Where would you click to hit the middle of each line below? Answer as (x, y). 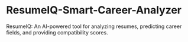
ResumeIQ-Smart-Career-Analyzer (94, 10)
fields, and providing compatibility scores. (57, 32)
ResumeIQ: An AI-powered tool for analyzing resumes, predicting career (94, 26)
